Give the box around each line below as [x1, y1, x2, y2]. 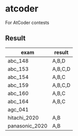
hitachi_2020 [7, 114, 39, 121]
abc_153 [7, 65, 29, 72]
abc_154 [7, 73, 29, 80]
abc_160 [7, 89, 29, 96]
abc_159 [7, 81, 29, 88]
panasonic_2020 [7, 122, 47, 129]
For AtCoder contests [5, 19, 49, 25]
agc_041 [7, 106, 29, 113]
